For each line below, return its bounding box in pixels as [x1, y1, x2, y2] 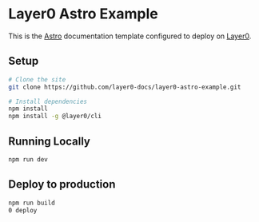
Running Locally [8, 134, 90, 148]
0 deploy [8, 206, 38, 214]
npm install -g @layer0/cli [8, 113, 102, 121]
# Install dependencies [8, 97, 88, 105]
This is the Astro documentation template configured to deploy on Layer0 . [8, 31, 252, 41]
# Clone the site [8, 75, 66, 84]
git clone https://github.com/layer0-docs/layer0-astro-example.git [8, 83, 241, 91]
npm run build [8, 199, 56, 207]
